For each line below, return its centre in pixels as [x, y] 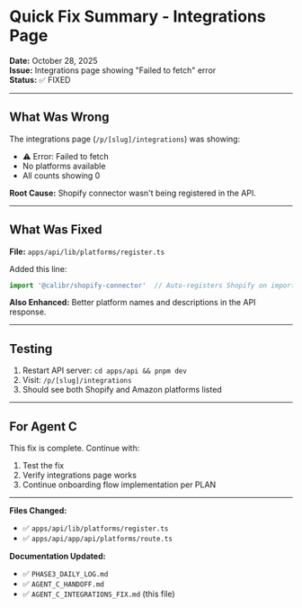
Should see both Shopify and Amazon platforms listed [122, 390]
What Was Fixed [56, 230]
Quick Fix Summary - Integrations [138, 17]
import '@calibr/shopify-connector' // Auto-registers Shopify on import [152, 286]
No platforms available [64, 166]
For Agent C [44, 427]
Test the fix [43, 466]
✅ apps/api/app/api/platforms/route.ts [98, 539]
